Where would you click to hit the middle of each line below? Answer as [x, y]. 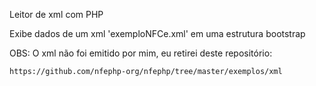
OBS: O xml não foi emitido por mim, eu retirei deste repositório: [141, 53]
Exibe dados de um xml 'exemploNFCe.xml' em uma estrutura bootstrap [157, 33]
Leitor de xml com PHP [56, 14]
